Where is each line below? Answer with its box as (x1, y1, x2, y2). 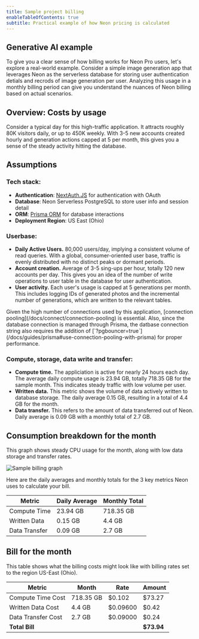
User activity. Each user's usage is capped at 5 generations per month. (14, 283, 192, 291)
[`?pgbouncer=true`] (91, 327, 143, 334)
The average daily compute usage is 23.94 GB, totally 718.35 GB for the (14, 375, 191, 382)
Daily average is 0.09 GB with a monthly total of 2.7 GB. (14, 413, 152, 421)
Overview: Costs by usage (6, 107, 106, 118)
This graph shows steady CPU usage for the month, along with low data (6, 446, 183, 454)
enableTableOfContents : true (6, 14, 79, 20)
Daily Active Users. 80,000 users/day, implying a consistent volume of (14, 245, 190, 253)
